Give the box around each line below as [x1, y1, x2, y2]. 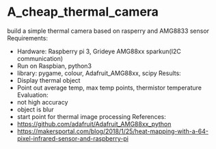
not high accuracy [16, 98, 68, 106]
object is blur [16, 105, 55, 113]
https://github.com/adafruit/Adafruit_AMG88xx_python [16, 120, 172, 128]
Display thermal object [16, 76, 81, 84]
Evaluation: [16, 90, 49, 99]
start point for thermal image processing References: [16, 112, 166, 120]
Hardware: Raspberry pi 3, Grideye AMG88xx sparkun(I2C [16, 47, 181, 55]
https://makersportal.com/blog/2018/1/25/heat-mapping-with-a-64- [16, 127, 208, 135]
